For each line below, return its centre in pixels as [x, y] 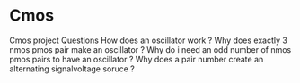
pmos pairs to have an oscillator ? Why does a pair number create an [137, 59]
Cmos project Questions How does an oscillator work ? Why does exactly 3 [148, 40]
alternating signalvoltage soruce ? [72, 69]
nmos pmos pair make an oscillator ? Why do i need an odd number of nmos [150, 49]
